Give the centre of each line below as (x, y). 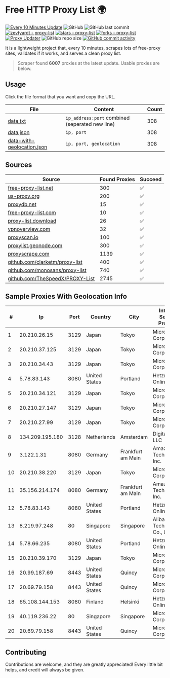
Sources (19, 165)
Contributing (26, 652)
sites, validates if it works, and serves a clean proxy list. (63, 53)
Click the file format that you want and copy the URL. (60, 96)
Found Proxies (117, 179)
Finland (95, 602)
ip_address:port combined (98, 118)
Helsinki (130, 602)
